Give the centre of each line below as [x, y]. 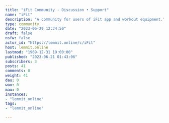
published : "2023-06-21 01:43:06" [41, 57]
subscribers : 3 [21, 61]
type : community [22, 24]
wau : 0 [12, 85]
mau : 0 [12, 89]
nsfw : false [18, 38]
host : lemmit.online [27, 47]
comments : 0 [18, 71]
